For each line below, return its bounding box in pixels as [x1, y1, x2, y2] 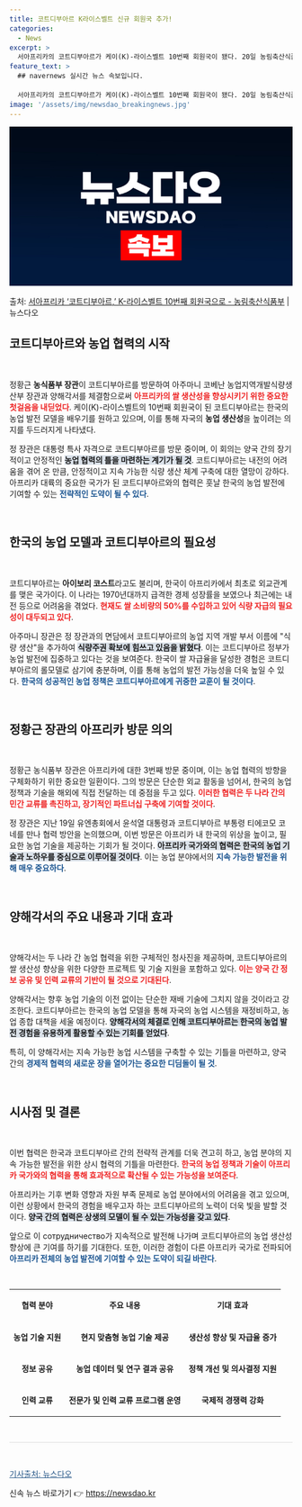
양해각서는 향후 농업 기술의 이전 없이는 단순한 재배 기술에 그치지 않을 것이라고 [9, 994, 280, 1005]
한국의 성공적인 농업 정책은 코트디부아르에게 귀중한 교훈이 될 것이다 [21, 675, 253, 686]
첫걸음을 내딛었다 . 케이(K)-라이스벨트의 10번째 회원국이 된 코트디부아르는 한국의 [9, 402, 289, 412]
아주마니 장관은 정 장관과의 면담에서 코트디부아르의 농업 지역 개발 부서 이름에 [9, 630, 279, 641]
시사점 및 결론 [9, 1104, 81, 1120]
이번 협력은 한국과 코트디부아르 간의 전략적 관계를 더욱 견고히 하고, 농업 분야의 [9, 1148, 283, 1159]
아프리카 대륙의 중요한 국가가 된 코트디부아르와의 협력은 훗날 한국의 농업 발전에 [9, 477, 286, 488]
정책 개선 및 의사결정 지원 [188, 1363, 277, 1374]
